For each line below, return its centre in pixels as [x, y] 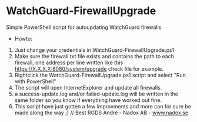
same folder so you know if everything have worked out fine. [88, 100]
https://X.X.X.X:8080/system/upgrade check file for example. [89, 68]
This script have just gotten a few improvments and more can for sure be [103, 106]
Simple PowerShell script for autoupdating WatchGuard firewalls [84, 27]
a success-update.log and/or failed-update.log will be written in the [96, 94]
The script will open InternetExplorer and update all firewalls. [88, 87]
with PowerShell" [35, 81]
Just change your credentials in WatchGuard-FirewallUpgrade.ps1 [94, 50]
